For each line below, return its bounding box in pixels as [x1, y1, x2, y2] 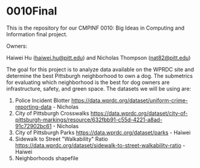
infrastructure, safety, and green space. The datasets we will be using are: [6, 85, 192, 92]
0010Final [6, 4, 57, 18]
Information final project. [6, 30, 68, 37]
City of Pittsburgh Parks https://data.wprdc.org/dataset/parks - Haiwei [15, 129, 191, 136]
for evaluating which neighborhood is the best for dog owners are [6, 79, 170, 86]
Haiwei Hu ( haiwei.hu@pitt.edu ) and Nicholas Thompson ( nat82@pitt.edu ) [6, 54, 191, 61]
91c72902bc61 [15, 122, 52, 129]
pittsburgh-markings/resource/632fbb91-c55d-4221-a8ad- [15, 116, 163, 123]
